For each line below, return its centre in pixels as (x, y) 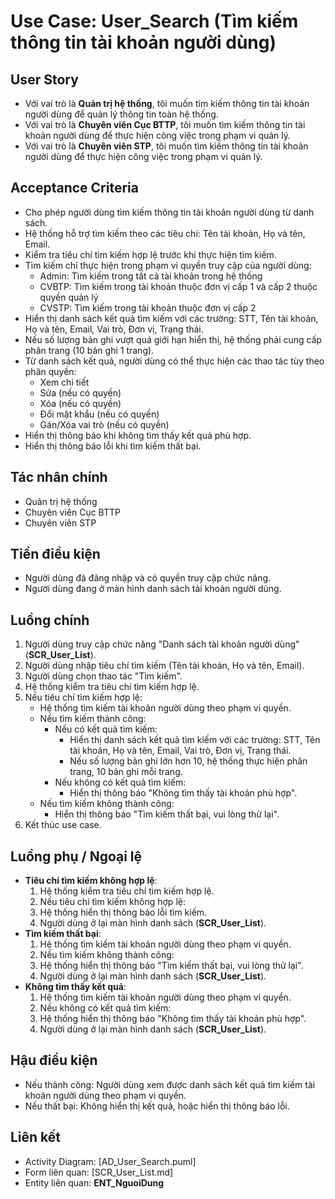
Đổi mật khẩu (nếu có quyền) (99, 414)
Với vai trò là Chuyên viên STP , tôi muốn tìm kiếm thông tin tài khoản (166, 146)
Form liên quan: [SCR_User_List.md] (99, 1172)
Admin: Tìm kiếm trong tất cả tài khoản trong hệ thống (151, 276)
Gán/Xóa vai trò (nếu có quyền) (104, 424)
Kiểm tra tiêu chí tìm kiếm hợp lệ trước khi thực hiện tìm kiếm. (150, 254)
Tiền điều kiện (55, 554)
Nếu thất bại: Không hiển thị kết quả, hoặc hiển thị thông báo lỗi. (157, 1106)
